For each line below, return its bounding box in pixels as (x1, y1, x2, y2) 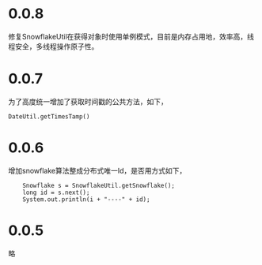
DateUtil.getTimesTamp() (8, 112, 90, 121)
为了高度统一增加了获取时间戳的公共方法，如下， (8, 96, 168, 106)
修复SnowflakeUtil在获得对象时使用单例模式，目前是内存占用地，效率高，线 (8, 32, 255, 41)
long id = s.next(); (22, 188, 90, 196)
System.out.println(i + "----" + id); (22, 195, 150, 203)
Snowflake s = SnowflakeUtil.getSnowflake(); (22, 181, 176, 189)
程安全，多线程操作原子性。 (8, 41, 99, 51)
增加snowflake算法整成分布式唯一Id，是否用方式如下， (8, 166, 187, 175)
